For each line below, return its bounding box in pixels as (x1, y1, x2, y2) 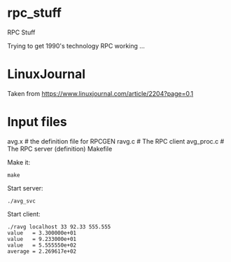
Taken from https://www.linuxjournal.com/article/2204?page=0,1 (7, 89, 194, 97)
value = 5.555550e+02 (7, 242, 77, 249)
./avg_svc (7, 198, 36, 205)
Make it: (7, 158, 30, 166)
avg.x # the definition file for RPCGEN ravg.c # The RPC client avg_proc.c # (7, 137, 225, 145)
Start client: (7, 209, 41, 218)
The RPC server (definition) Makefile (7, 144, 113, 153)
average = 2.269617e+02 (7, 247, 77, 255)
